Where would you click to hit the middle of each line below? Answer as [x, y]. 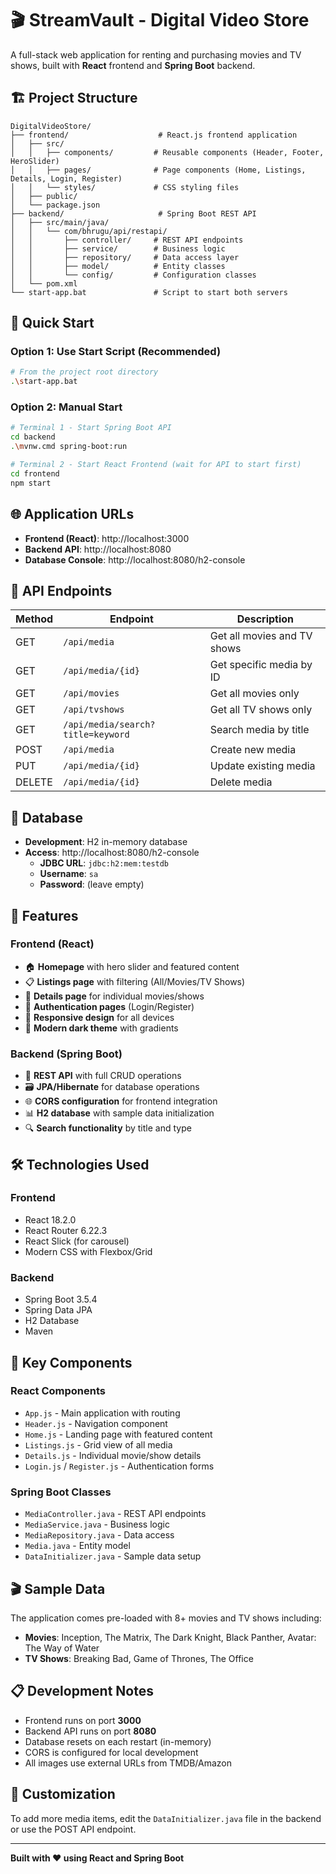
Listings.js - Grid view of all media [98, 1444]
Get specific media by [261, 665]
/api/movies [91, 693]
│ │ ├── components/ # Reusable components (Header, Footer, [167, 152]
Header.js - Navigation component [96, 1423]
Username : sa [69, 874]
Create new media [253, 750]
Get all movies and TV [261, 636]
